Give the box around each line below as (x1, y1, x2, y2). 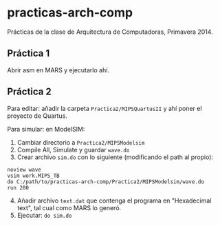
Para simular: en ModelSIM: (7, 125, 85, 133)
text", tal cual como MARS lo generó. (16, 203, 122, 212)
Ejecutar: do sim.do (16, 211, 72, 219)
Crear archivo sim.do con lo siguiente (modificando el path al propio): (16, 153, 214, 161)
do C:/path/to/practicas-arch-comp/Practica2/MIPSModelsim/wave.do (7, 178, 205, 185)
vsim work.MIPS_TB (7, 172, 60, 179)
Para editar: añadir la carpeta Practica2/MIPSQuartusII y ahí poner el (7, 104, 202, 112)
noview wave (7, 166, 41, 173)
